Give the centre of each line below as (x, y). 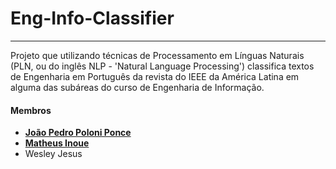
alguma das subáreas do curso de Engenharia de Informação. (137, 87)
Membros (31, 110)
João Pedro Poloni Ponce (78, 133)
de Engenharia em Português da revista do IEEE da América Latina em (155, 76)
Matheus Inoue (57, 143)
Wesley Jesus (53, 154)
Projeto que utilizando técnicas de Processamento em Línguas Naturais (157, 55)
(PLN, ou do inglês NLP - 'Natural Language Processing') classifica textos (162, 66)
